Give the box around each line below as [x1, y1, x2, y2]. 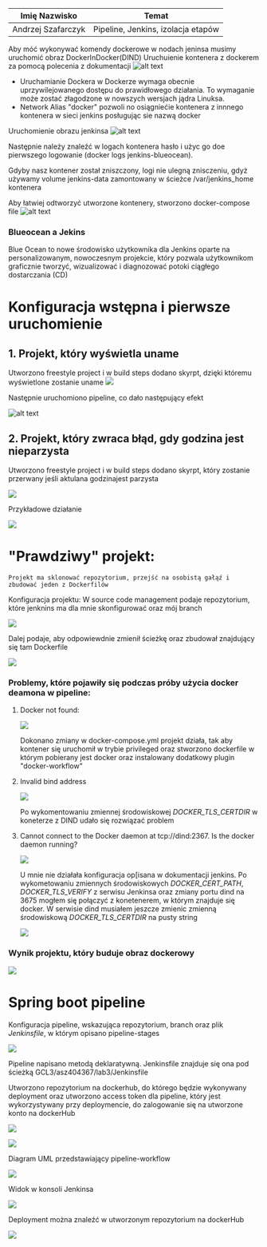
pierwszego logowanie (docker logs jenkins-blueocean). [8, 150, 194, 159]
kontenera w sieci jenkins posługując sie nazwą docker [19, 111, 201, 120]
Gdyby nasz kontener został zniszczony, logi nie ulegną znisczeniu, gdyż [8, 165, 249, 175]
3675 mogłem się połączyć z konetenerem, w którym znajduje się [19, 895, 235, 906]
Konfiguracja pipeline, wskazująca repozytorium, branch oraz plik [8, 1019, 224, 1030]
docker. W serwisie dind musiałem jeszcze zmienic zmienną [19, 904, 217, 914]
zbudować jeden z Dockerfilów [8, 581, 109, 589]
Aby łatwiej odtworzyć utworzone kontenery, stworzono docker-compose [8, 198, 250, 207]
